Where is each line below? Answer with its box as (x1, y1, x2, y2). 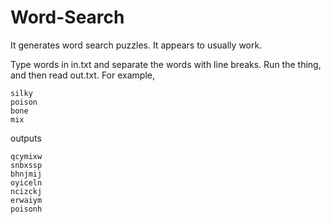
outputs (10, 132, 42, 144)
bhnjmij (10, 169, 43, 179)
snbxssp (10, 160, 43, 170)
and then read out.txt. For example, (10, 69, 155, 81)
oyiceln (10, 177, 43, 188)
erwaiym (10, 195, 43, 205)
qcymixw (10, 151, 43, 161)
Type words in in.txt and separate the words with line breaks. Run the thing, (10, 58, 322, 70)
